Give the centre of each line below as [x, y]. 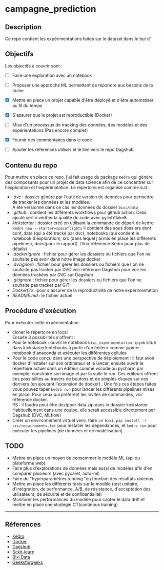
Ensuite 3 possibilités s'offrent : [44, 337]
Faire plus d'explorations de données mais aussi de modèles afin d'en [82, 468]
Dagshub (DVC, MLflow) [36, 415]
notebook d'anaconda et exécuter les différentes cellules [69, 353]
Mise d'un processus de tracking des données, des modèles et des [80, 125]
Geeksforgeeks [27, 562]
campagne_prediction [51, 9]
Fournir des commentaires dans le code [52, 140]
